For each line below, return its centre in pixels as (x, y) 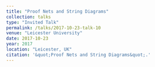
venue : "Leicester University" (44, 33)
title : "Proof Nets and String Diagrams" (58, 11)
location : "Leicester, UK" (39, 50)
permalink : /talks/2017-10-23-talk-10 (53, 28)
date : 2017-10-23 (27, 38)
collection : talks (28, 17)
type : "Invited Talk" (33, 22)
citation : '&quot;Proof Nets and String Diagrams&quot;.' (78, 55)
